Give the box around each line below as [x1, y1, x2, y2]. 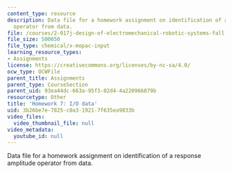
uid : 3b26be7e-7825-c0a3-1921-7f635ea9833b [7, 107, 135, 114]
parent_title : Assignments [7, 74, 85, 82]
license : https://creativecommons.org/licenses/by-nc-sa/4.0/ [7, 62, 191, 69]
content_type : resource [7, 10, 76, 17]
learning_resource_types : [7, 49, 82, 56]
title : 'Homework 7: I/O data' [7, 101, 98, 107]
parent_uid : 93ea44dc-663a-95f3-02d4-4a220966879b [7, 87, 157, 94]
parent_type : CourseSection [7, 81, 89, 88]
